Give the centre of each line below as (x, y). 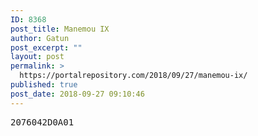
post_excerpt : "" (46, 47)
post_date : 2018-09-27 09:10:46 (77, 94)
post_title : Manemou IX (60, 29)
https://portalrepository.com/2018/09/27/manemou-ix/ (133, 76)
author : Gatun (40, 38)
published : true (44, 85)
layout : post (37, 57)
